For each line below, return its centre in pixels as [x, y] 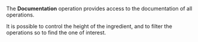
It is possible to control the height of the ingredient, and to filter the [89, 26]
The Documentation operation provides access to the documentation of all [99, 9]
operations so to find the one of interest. [56, 33]
